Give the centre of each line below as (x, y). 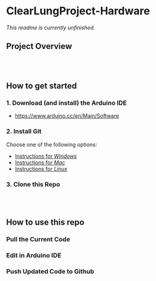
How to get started (42, 86)
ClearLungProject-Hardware (78, 11)
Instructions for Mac (40, 162)
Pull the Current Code (38, 239)
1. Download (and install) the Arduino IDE (67, 103)
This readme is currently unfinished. (51, 28)
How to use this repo (45, 222)
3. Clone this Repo (33, 184)
